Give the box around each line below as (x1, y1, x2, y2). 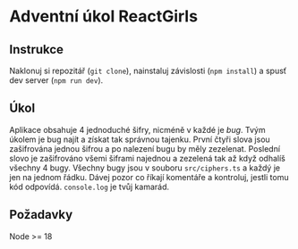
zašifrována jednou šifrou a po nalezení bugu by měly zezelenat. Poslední (9, 143, 280, 154)
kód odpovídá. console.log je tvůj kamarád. (9, 181, 170, 192)
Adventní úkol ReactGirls (9, 6, 199, 27)
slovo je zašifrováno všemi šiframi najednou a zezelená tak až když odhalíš (9, 153, 286, 163)
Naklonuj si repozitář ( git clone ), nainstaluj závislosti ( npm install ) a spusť (9, 65, 287, 76)
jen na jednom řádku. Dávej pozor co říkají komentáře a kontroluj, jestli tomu (9, 171, 289, 182)
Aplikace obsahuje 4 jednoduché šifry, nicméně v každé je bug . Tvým (9, 124, 266, 135)
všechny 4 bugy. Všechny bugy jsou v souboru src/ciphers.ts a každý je (9, 162, 280, 173)
